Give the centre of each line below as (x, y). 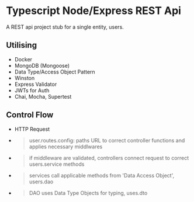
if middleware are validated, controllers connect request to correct (109, 158)
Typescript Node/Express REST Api (93, 11)
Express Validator (36, 84)
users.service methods (57, 164)
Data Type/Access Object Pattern (55, 72)
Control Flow (30, 115)
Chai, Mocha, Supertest (43, 96)
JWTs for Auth (32, 90)
